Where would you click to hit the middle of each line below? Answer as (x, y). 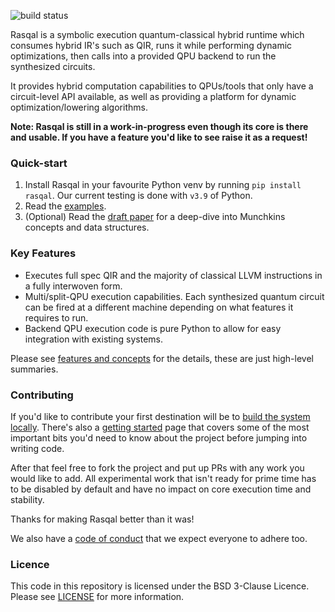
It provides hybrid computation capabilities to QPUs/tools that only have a (162, 86)
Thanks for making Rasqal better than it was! (102, 519)
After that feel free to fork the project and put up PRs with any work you (157, 467)
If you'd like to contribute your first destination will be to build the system (160, 416)
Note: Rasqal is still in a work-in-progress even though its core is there (159, 126)
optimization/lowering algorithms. (79, 107)
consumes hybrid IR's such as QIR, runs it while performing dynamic (151, 45)
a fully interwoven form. (73, 286)
